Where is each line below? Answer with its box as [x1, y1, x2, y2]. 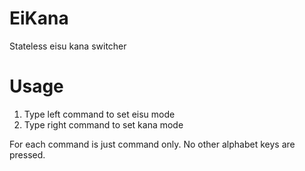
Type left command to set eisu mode [23, 108, 176, 120]
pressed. [9, 148, 46, 161]
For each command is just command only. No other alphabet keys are [9, 138, 296, 150]
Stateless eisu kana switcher [9, 40, 127, 52]
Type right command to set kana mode [23, 118, 184, 131]
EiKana [9, 7, 69, 30]
